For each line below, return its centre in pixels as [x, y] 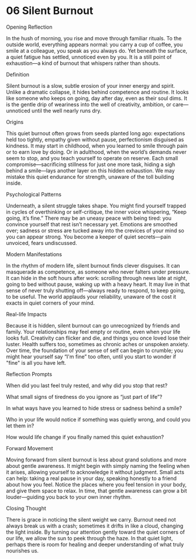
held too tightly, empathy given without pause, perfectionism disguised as [95, 139]
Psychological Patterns [34, 194]
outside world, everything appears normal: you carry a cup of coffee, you [94, 44]
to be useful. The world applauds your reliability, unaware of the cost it [91, 296]
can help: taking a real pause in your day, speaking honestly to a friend [92, 478]
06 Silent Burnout [50, 11]
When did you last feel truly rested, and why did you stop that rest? [87, 385]
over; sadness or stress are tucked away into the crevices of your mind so [95, 230]
